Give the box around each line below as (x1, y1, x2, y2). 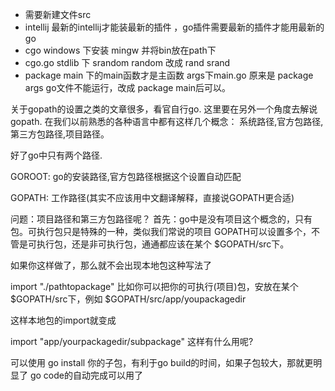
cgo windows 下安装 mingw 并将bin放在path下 (24, 44, 217, 56)
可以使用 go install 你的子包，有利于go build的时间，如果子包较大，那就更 (10, 357, 314, 368)
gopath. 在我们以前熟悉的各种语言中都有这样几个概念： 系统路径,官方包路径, (10, 116, 324, 127)
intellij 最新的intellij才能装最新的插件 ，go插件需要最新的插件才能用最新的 (24, 21, 325, 33)
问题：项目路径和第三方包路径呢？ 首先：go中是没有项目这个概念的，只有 (10, 213, 313, 225)
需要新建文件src (24, 9, 92, 20)
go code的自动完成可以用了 (29, 369, 143, 381)
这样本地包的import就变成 (10, 314, 117, 326)
